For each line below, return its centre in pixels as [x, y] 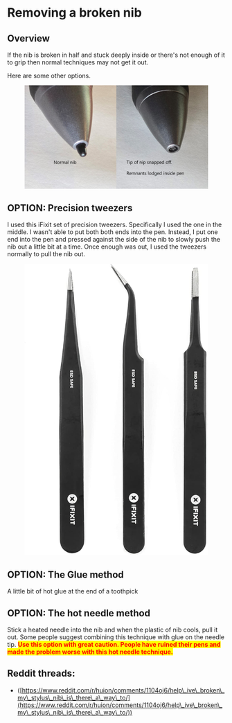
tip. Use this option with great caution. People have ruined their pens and [114, 645]
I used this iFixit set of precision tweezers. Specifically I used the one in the [115, 225]
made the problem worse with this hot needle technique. [90, 652]
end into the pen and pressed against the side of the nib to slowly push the [114, 240]
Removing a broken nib [74, 13]
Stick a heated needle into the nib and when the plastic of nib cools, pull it [113, 630]
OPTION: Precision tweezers [70, 208]
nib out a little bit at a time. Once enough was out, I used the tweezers [107, 247]
